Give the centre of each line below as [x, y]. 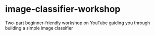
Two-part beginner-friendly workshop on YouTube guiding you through [77, 23]
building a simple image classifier [39, 28]
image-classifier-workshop [63, 9]
